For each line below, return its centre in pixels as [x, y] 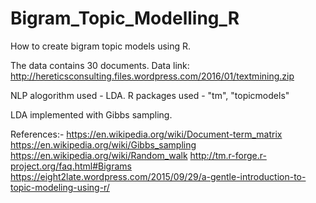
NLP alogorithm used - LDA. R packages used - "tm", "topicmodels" [150, 95]
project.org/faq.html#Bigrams [71, 166]
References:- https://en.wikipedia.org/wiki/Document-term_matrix [146, 134]
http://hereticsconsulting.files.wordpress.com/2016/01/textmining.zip [152, 76]
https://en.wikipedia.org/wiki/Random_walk [99, 155]
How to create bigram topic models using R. [101, 46]
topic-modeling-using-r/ [60, 187]
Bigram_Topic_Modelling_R [125, 18]
